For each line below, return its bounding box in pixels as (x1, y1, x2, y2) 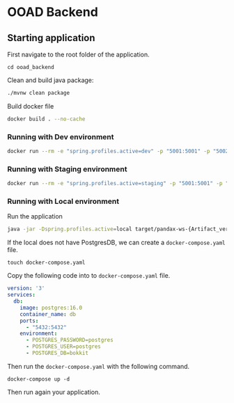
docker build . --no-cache (7, 116, 86, 123)
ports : (19, 317, 39, 324)
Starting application (7, 32, 95, 44)
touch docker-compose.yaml (7, 259, 86, 267)
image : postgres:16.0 (19, 304, 82, 311)
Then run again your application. (7, 388, 101, 396)
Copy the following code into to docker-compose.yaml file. (7, 271, 171, 280)
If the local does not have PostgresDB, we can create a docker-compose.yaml (7, 238, 226, 247)
